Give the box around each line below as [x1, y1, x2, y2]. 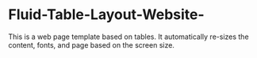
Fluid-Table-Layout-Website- [8, 6, 205, 24]
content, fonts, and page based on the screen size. [8, 40, 175, 49]
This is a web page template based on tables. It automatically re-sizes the [8, 32, 249, 41]
